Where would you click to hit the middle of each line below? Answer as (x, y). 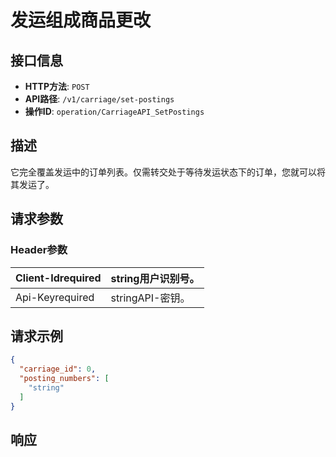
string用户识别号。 (155, 278)
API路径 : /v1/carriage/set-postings (99, 99)
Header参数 (39, 250)
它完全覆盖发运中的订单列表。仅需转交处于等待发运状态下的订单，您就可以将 (168, 172)
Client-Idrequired (58, 278)
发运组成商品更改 (81, 20)
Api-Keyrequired (55, 297)
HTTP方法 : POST (57, 86)
